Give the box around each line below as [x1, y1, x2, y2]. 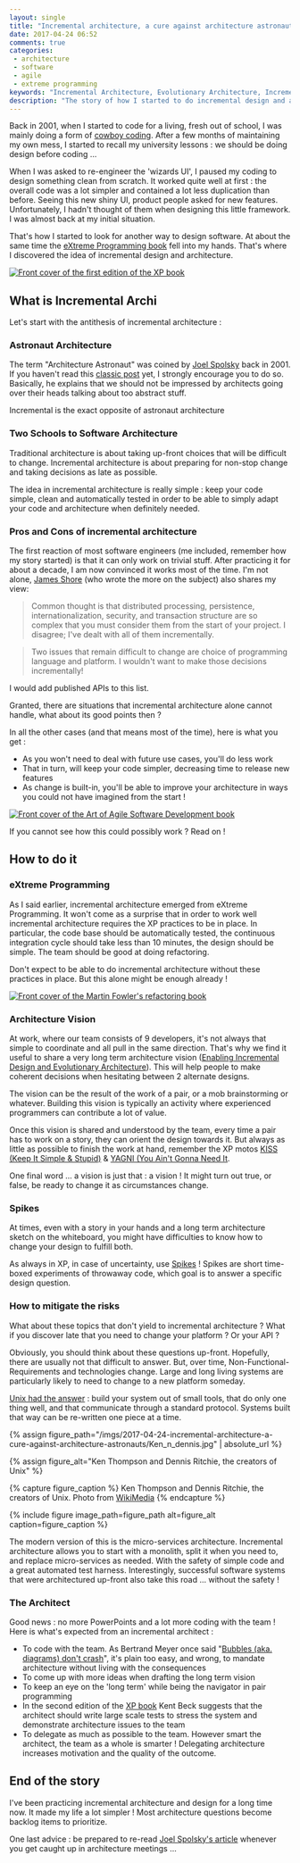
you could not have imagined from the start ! [21, 792, 186, 803]
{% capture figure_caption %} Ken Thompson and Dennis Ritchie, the [9, 1483, 264, 1493]
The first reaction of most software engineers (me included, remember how [9, 545, 287, 556]
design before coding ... [9, 149, 97, 160]
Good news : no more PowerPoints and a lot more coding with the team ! [9, 1617, 276, 1627]
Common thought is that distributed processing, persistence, [30, 601, 255, 611]
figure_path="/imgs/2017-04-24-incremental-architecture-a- [48, 1429, 273, 1440]
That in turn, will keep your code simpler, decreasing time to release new [21, 763, 290, 774]
